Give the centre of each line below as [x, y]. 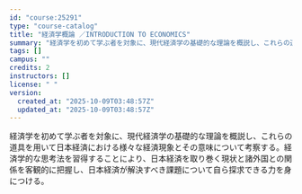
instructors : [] [40, 76]
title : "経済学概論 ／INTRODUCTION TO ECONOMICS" [100, 34]
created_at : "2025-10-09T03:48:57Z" [86, 101]
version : [26, 93]
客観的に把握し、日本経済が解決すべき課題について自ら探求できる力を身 [158, 170]
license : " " [34, 84]
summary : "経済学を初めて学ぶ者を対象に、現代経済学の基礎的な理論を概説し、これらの [150, 43]
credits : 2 [30, 68]
